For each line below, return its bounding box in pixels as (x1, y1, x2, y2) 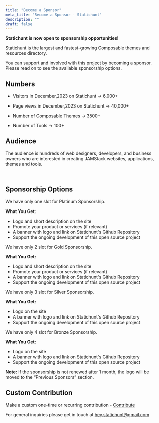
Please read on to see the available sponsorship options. (5, 65, 122, 71)
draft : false (5, 21, 33, 27)
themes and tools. (5, 161, 43, 167)
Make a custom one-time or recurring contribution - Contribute (5, 402, 135, 408)
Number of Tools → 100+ (12, 123, 64, 129)
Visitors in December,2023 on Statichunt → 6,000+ (12, 93, 118, 99)
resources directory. (5, 50, 47, 56)
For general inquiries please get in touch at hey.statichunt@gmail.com (5, 411, 149, 417)
